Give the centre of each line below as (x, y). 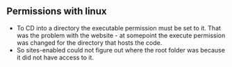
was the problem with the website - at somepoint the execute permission (121, 35)
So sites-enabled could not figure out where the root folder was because (121, 50)
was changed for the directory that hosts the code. (89, 42)
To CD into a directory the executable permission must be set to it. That (119, 28)
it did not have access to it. (55, 57)
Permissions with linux (57, 11)
